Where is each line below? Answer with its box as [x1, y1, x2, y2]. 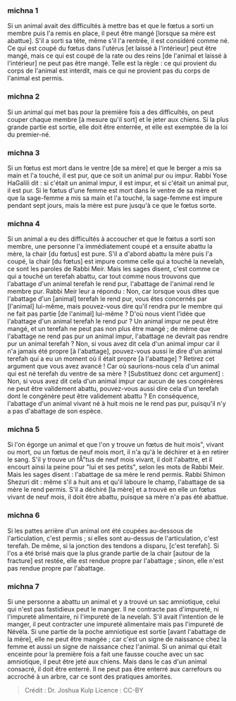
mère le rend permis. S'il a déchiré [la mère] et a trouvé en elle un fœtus [7, 485, 216, 494]
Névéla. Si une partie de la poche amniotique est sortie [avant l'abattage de [7, 628, 226, 636]
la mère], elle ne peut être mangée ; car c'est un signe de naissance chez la [7, 635, 227, 643]
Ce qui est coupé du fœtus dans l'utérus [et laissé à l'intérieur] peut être [7, 44, 217, 53]
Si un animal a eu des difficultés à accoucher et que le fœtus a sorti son [7, 235, 216, 243]
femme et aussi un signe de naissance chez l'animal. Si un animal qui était [7, 643, 223, 651]
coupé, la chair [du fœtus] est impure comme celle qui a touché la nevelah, [7, 257, 225, 266]
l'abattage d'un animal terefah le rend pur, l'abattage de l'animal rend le [7, 280, 215, 288]
